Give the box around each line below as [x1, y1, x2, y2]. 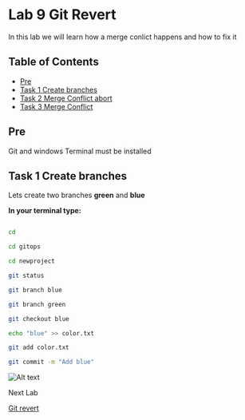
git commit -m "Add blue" [8, 358, 94, 367]
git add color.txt [8, 343, 69, 352]
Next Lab [8, 388, 38, 398]
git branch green [8, 300, 66, 308]
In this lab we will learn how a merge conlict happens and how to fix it [8, 32, 237, 42]
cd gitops [8, 243, 41, 251]
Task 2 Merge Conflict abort [19, 93, 113, 103]
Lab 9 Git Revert [8, 6, 117, 24]
